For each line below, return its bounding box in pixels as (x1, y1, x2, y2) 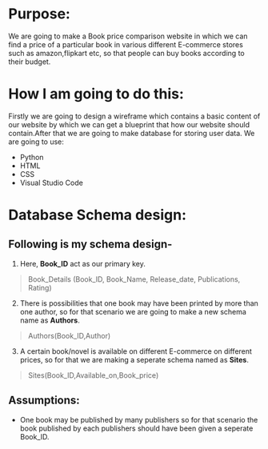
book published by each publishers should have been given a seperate (19, 423, 254, 433)
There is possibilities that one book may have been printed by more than (19, 298, 258, 308)
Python (19, 152, 44, 162)
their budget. (8, 57, 51, 66)
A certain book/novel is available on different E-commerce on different (19, 346, 252, 356)
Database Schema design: (8, 206, 186, 224)
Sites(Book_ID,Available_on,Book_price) (27, 370, 159, 380)
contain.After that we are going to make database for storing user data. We (8, 128, 255, 138)
